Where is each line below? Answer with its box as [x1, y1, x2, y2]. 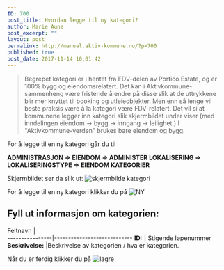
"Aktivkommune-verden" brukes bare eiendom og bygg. [24, 126, 186, 134]
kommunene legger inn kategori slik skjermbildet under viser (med [24, 111, 215, 120]
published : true [7, 49, 54, 56]
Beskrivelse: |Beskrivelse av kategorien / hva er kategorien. [7, 241, 179, 249]
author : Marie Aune [7, 23, 64, 30]
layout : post [7, 36, 45, 43]
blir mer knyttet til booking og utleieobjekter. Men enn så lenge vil [24, 97, 212, 105]
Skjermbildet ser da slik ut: [7, 174, 83, 182]
